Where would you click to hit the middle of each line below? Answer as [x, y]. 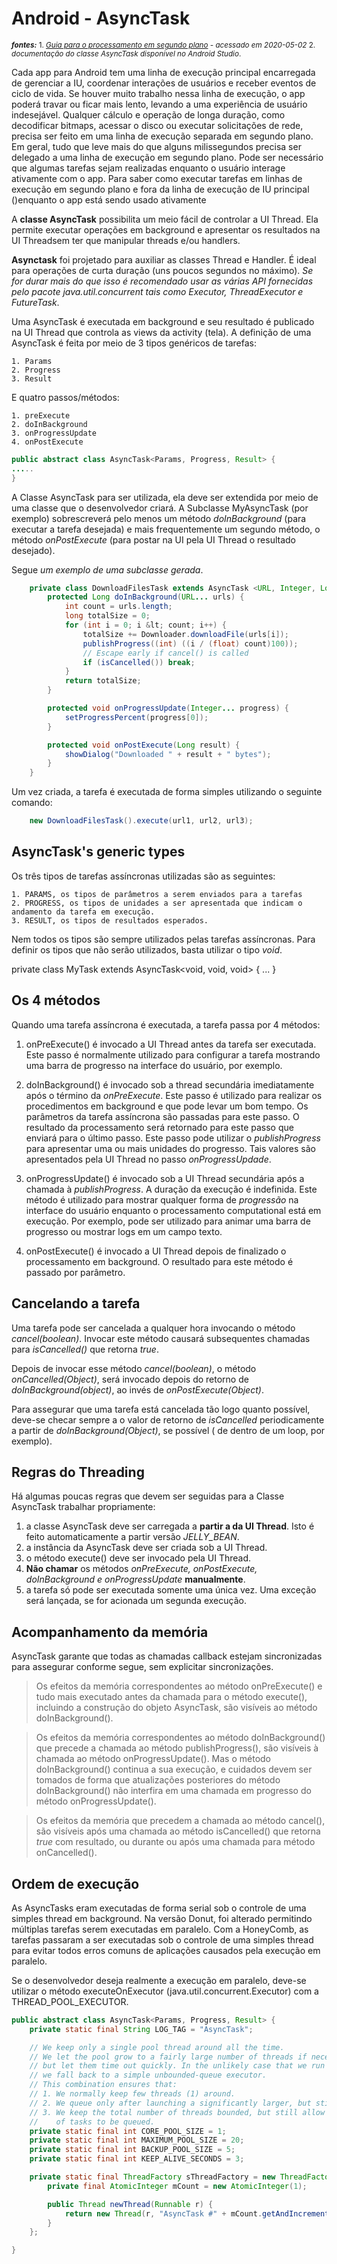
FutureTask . [35, 302]
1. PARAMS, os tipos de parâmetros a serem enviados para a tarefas [157, 894]
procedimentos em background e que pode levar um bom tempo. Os [167, 1106]
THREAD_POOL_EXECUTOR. [70, 2001]
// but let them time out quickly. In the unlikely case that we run [177, 2066]
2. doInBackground [49, 424]
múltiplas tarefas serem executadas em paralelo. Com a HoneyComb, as [160, 1929]
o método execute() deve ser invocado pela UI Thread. [138, 1558]
